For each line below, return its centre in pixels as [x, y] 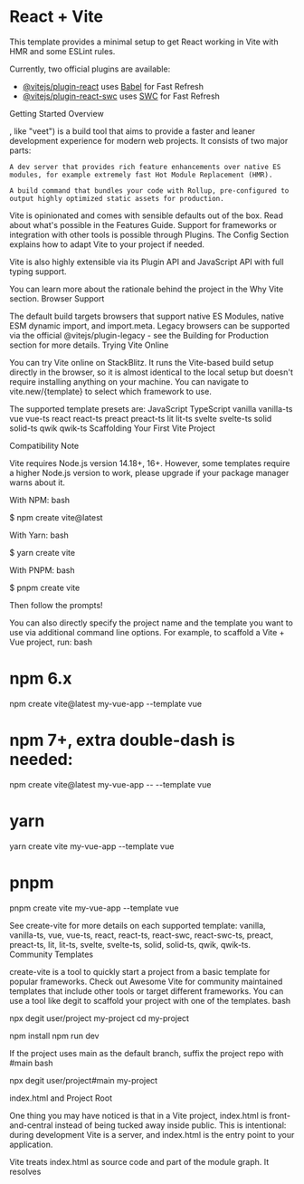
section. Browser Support [57, 298]
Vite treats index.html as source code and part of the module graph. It [139, 1161]
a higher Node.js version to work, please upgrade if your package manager [149, 473]
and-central [31, 1125]
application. [31, 1144]
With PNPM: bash [42, 570]
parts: [20, 150]
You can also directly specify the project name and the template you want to [152, 623]
